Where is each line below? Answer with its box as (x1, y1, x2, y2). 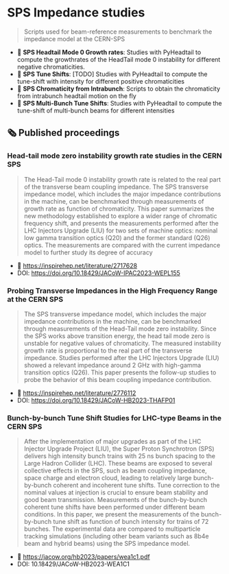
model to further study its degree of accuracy (23, 248, 153, 256)
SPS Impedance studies (7, 5, 145, 21)
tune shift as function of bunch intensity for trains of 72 (53, 518, 209, 526)
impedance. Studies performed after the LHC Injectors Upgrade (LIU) (23, 353, 219, 361)
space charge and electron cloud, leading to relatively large (23, 474, 192, 482)
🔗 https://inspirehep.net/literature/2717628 (16, 261, 138, 270)
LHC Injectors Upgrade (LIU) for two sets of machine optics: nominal (23, 226, 218, 235)
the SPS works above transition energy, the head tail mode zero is (23, 331, 210, 340)
